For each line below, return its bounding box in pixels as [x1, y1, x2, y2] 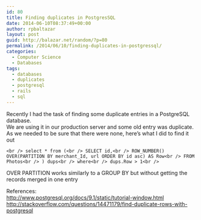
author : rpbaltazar [6, 26, 56, 32]
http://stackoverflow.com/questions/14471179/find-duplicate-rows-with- [6, 200, 188, 207]
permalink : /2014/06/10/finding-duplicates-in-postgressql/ [6, 43, 163, 49]
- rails [12, 88, 32, 94]
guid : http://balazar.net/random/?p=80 [6, 37, 108, 43]
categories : [6, 49, 37, 55]
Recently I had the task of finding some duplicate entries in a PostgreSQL [6, 110, 190, 117]
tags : [6, 65, 20, 72]
